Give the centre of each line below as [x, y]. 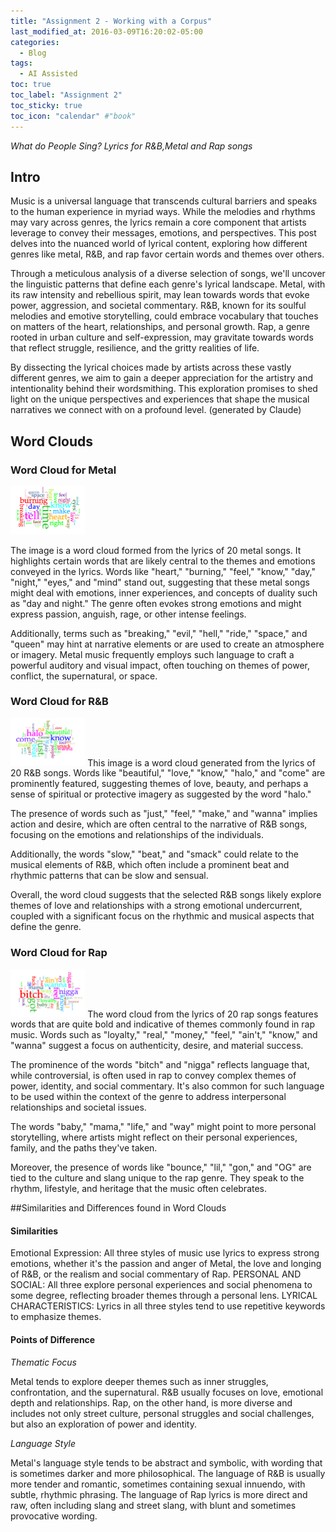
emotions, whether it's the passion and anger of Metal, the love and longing [166, 1264]
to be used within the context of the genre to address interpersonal [148, 1097]
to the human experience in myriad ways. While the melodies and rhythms [163, 212]
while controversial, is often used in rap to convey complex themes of [153, 1076]
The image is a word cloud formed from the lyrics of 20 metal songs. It [156, 550]
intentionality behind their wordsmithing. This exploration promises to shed [164, 389]
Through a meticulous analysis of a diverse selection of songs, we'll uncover [168, 274]
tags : [21, 63]
